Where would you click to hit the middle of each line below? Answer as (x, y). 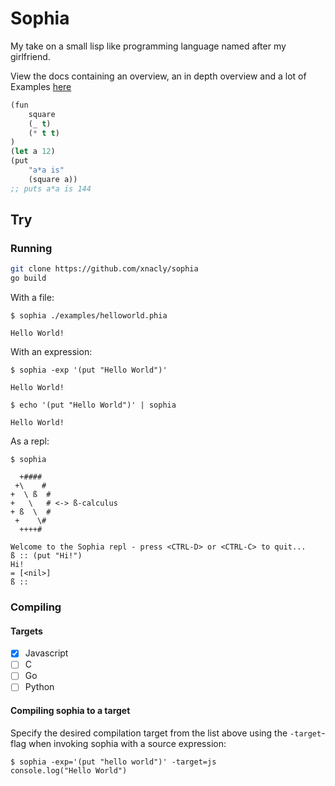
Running (31, 248)
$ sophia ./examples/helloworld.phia (89, 316)
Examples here (41, 86)
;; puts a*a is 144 (51, 188)
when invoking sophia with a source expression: (127, 743)
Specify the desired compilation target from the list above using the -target (166, 733)
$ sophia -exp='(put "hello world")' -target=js (113, 762)
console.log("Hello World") (69, 770)
